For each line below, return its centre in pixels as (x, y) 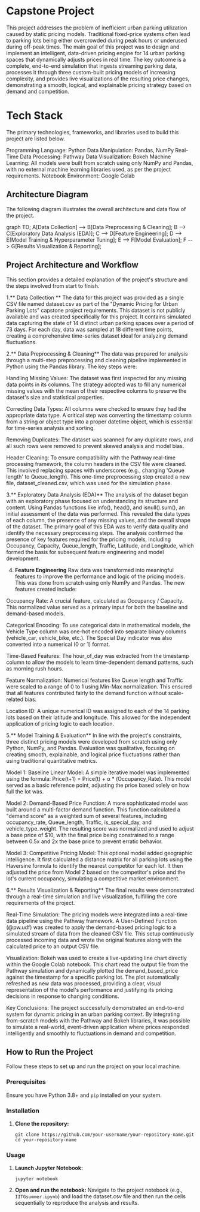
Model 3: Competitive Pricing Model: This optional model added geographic (99, 853)
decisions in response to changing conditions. (63, 996)
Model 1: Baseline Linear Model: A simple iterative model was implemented (98, 772)
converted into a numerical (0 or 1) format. (58, 644)
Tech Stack (35, 116)
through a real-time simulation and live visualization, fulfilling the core (92, 896)
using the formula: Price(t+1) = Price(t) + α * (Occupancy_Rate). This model (99, 778)
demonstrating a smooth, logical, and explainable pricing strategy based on (99, 85)
